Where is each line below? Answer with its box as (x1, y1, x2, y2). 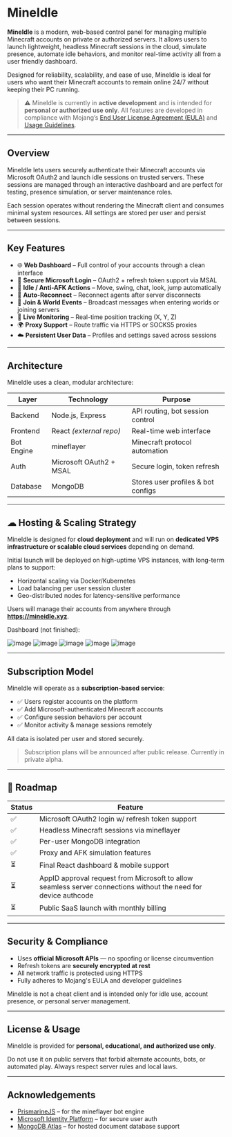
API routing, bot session (131, 406, 209, 416)
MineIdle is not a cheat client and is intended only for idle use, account (7, 990, 209, 998)
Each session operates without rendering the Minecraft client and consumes (7, 201, 224, 209)
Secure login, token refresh (131, 462, 220, 471)
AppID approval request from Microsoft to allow (39, 873, 193, 883)
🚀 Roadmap (7, 782, 57, 794)
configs (131, 486, 157, 495)
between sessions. (7, 216, 61, 224)
